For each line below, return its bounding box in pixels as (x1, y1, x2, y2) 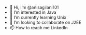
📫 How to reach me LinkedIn (9, 25, 68, 30)
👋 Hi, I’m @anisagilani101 (9, 5, 59, 10)
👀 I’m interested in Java (9, 9, 57, 15)
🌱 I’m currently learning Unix (9, 15, 67, 20)
